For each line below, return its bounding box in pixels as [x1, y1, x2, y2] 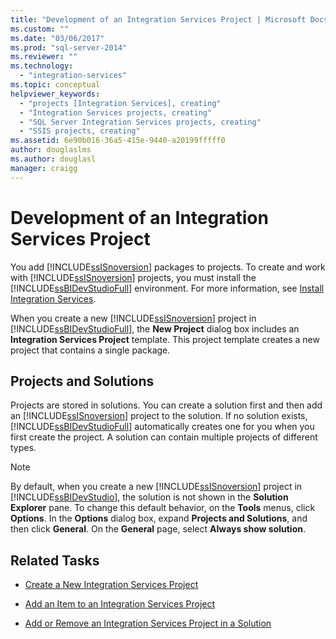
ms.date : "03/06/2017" [10, 33, 105, 43]
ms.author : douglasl [10, 154, 97, 164]
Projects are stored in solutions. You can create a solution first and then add [10, 399, 323, 411]
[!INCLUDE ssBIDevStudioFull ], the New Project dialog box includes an [10, 322, 300, 335]
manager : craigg [10, 163, 78, 173]
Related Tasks [10, 552, 100, 569]
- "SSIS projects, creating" [19, 126, 141, 136]
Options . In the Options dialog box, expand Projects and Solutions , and [10, 512, 308, 525]
